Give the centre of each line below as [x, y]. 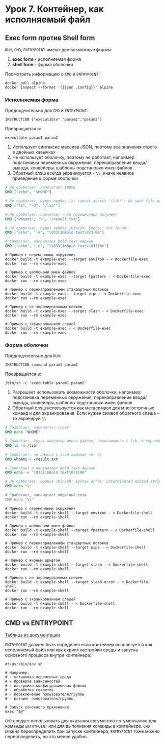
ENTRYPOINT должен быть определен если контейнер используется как [79, 644]
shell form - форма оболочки [42, 64]
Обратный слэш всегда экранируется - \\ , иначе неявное [73, 173]
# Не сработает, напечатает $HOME [41, 188]
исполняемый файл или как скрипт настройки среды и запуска [72, 650]
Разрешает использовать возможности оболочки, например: [77, 392]
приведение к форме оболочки [45, 178]
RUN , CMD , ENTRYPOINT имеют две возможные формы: [59, 50]
